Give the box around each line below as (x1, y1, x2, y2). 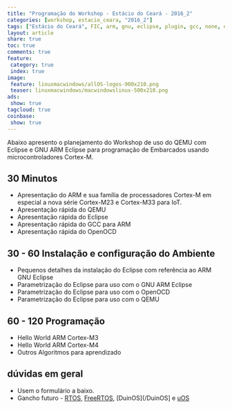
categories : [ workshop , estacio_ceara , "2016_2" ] (7, 17, 153, 23)
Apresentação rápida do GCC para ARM (17, 220, 131, 228)
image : (7, 74, 26, 81)
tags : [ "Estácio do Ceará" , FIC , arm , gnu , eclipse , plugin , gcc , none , (7, 23, 221, 30)
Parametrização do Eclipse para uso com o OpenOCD (17, 288, 171, 297)
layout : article (7, 29, 54, 37)
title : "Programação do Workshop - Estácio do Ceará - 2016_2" (7, 10, 193, 17)
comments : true (7, 49, 51, 56)
